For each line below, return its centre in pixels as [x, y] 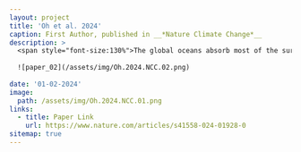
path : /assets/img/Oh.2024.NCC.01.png [90, 101]
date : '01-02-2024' [46, 84]
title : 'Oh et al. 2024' [56, 26]
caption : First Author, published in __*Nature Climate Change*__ [136, 34]
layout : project [39, 17]
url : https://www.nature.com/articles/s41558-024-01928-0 [136, 126]
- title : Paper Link [56, 117]
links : [21, 109]
